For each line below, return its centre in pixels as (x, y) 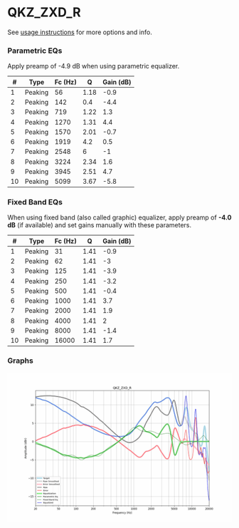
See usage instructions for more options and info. (80, 32)
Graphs (20, 361)
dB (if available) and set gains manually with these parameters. (100, 225)
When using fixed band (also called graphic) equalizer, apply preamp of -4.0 (119, 217)
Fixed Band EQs (35, 202)
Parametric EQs (35, 51)
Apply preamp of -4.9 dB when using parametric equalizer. (94, 66)
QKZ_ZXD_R (44, 12)
